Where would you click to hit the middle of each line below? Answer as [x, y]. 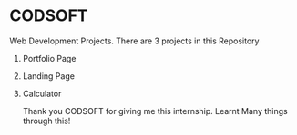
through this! [46, 121]
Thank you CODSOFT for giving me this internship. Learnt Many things [155, 111]
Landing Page [49, 76]
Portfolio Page [49, 58]
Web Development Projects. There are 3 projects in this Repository [134, 41]
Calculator [42, 93]
